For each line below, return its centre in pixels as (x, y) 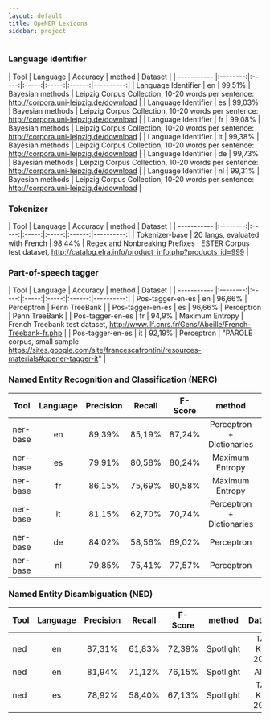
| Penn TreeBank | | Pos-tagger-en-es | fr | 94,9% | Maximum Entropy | (126, 316)
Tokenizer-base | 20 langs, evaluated (198, 234)
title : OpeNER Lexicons (48, 23)
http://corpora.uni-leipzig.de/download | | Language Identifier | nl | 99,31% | (134, 171)
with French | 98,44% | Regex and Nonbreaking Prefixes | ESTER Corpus (129, 243)
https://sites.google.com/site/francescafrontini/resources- (105, 350)
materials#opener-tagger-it (53, 358)
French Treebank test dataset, (58, 325)
